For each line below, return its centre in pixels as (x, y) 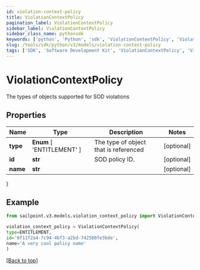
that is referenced (119, 150)
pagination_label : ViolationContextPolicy (60, 23)
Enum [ (42, 142)
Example (23, 202)
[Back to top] (22, 260)
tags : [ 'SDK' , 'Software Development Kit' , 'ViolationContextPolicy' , (96, 51)
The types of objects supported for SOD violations (68, 97)
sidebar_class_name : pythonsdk (45, 34)
